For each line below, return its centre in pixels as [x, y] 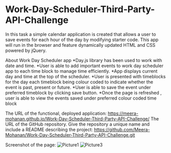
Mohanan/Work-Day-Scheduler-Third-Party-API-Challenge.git [70, 135]
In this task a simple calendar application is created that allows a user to [81, 34]
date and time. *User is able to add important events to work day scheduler [84, 66]
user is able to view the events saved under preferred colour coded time [81, 98]
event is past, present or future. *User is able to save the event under [78, 87]
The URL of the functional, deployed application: [56, 113]
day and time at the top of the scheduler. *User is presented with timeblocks [85, 76]
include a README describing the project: [49, 129]
